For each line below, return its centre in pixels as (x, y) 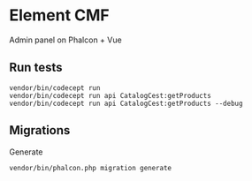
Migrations (40, 130)
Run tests (36, 68)
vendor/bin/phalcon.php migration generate (91, 168)
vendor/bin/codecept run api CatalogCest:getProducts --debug (126, 103)
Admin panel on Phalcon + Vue (65, 40)
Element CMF (60, 15)
